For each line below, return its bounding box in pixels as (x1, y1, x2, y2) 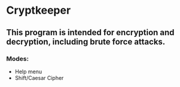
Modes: (6, 54, 29, 63)
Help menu (14, 68, 42, 75)
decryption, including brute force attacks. (6, 36, 166, 46)
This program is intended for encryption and (6, 27, 175, 38)
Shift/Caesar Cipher (14, 74, 64, 81)
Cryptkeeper (6, 4, 71, 17)
